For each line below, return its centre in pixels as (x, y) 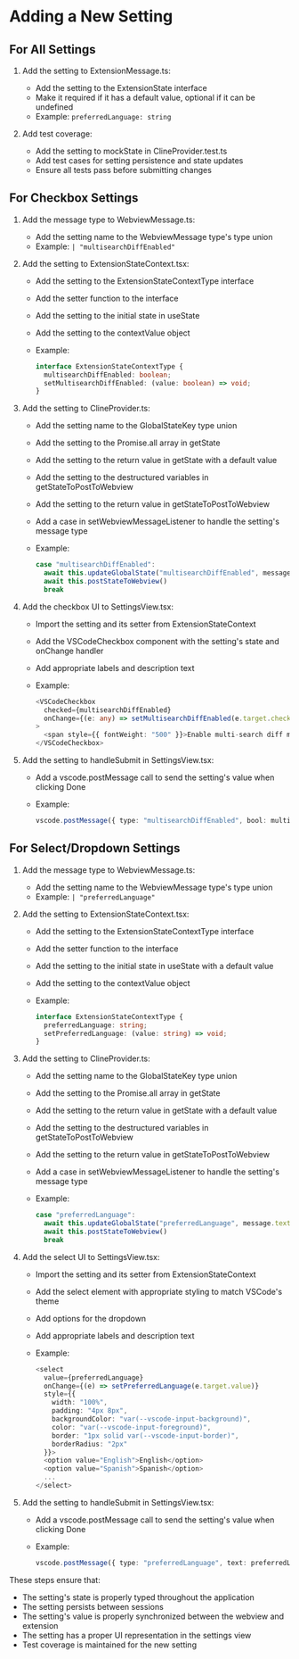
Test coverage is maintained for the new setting (109, 1645)
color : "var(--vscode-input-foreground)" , (132, 1427)
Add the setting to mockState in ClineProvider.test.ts (131, 151)
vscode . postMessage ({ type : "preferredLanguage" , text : (141, 1563)
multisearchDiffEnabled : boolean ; (107, 375)
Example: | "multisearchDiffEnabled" (105, 246)
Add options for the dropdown (91, 1318)
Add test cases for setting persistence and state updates (139, 161)
